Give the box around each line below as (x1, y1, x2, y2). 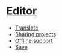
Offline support (14, 37, 53, 44)
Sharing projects (14, 30, 56, 37)
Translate (14, 24, 39, 31)
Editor (6, 4, 37, 18)
